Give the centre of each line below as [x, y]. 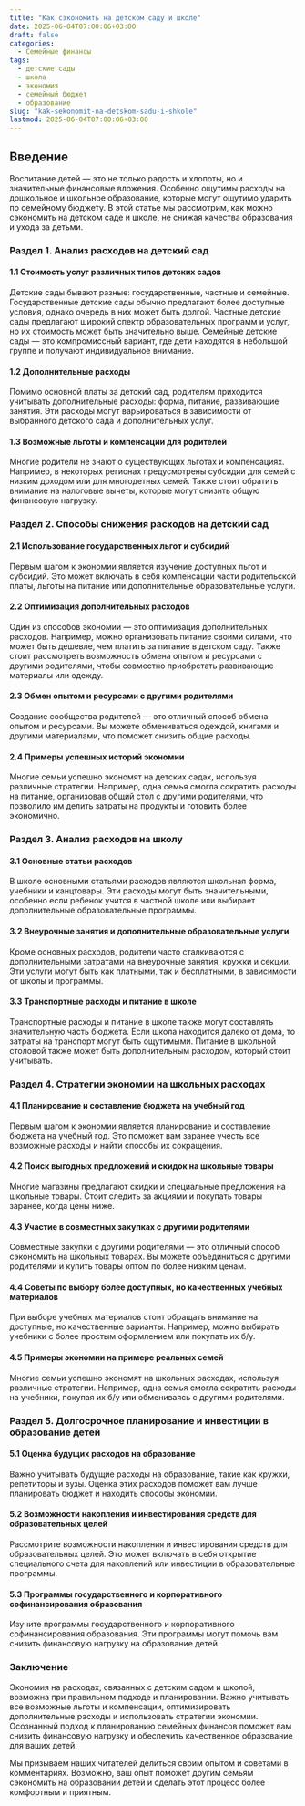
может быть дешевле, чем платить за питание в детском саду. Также [145, 646]
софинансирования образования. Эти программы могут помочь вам [144, 1634]
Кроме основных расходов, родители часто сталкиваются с [127, 951]
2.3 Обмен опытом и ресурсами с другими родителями [122, 696]
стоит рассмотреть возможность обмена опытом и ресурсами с [136, 655]
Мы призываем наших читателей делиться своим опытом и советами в [149, 1763]
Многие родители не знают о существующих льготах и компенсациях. [147, 462]
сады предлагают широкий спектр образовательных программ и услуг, [149, 322]
